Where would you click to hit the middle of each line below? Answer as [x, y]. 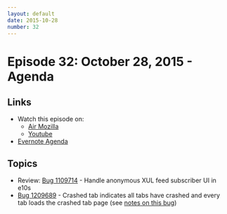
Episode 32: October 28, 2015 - [100, 61]
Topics [22, 163]
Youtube [40, 134]
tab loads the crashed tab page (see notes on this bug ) [97, 203]
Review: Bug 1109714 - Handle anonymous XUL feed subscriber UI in [117, 180]
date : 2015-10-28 [33, 20]
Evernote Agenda [43, 142]
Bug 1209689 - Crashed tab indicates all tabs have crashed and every [118, 195]
